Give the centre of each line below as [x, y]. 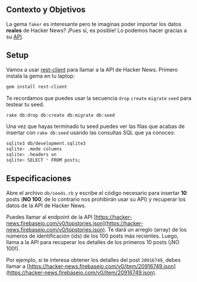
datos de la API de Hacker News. [46, 205]
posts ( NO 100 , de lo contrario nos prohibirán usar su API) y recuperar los [96, 199]
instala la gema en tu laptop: [41, 76]
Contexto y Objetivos [46, 10]
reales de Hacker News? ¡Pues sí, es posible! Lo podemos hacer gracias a [97, 30]
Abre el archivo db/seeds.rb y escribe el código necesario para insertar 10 [97, 193]
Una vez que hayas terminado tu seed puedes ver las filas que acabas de [96, 126]
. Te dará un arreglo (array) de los [146, 229]
